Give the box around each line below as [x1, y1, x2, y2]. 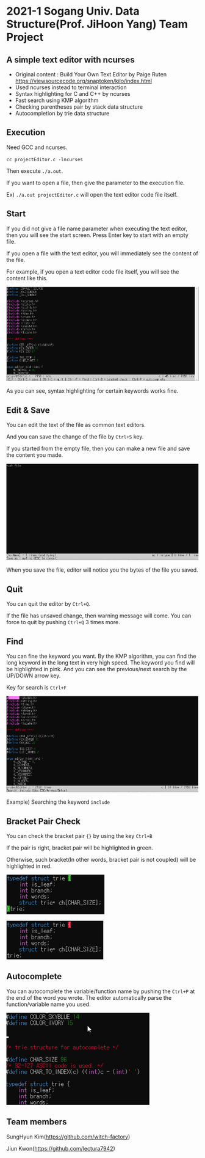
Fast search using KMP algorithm [15, 96, 99, 104]
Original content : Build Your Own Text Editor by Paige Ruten [15, 71, 167, 78]
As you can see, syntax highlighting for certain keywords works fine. [6, 387, 179, 395]
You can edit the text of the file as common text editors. [6, 421, 146, 429]
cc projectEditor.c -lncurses [6, 156, 84, 162]
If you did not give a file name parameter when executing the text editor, [6, 225, 188, 232]
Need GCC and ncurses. [6, 144, 68, 151]
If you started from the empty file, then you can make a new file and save [6, 445, 190, 453]
